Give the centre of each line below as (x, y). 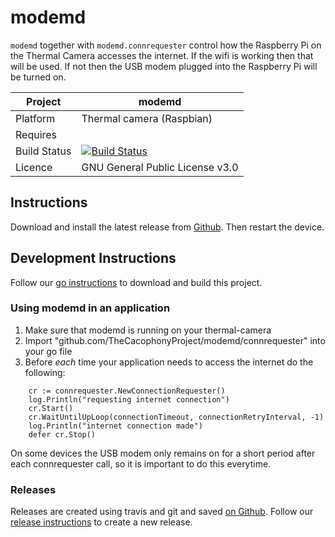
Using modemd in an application (90, 308)
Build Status (43, 151)
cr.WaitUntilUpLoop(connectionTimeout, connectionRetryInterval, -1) (176, 417)
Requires (36, 134)
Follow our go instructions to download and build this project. (136, 282)
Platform (35, 118)
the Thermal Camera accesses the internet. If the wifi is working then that (162, 55)
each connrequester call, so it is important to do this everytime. (141, 463)
